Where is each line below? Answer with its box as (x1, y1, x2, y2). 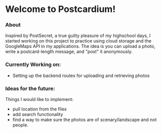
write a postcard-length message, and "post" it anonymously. (5, 48, 133, 54)
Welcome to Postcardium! (5, 3, 116, 15)
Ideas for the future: (5, 85, 55, 92)
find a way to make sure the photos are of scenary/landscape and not (12, 116, 157, 123)
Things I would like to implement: (5, 96, 74, 102)
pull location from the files (12, 106, 67, 112)
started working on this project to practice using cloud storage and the (5, 38, 152, 44)
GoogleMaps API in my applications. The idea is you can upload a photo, (5, 43, 155, 49)
